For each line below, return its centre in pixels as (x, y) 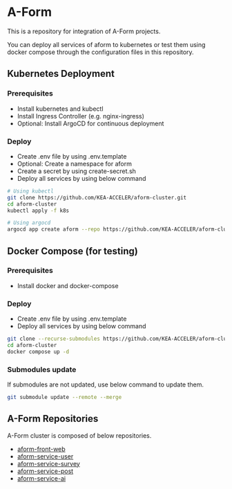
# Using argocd (29, 223)
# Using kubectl (30, 191)
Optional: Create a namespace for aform (75, 163)
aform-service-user (45, 456)
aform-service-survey (49, 463)
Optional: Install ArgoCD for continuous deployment (90, 123)
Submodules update (42, 369)
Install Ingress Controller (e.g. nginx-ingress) (81, 116)
